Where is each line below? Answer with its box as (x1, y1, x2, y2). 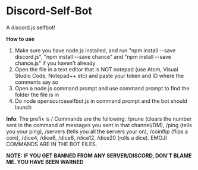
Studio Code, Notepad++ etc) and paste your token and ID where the (14, 72, 184, 79)
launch (14, 103, 32, 111)
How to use (6, 35, 34, 42)
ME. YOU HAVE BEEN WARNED (6, 158, 84, 165)
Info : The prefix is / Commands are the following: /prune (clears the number (6, 115, 192, 122)
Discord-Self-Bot (6, 4, 92, 18)
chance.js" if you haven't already (14, 59, 96, 67)
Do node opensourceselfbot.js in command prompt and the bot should (14, 97, 187, 105)
